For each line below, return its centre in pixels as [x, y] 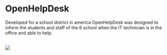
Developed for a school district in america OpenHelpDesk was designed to [82, 22]
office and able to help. [29, 33]
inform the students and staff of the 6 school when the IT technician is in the [83, 27]
